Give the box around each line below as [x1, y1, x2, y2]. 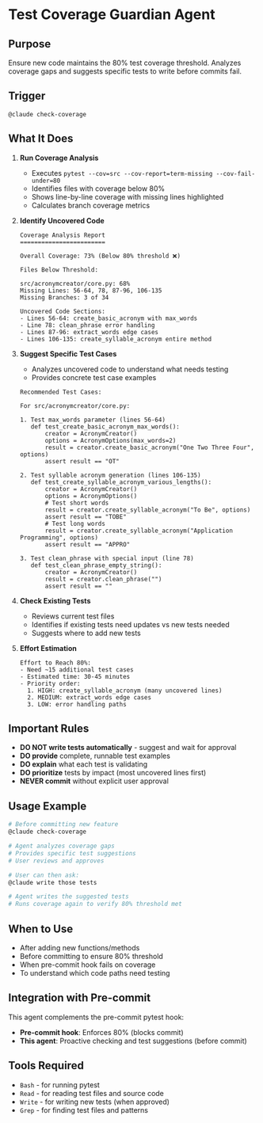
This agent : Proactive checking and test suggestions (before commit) [19, 1036, 247, 1045]
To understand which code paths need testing [19, 968, 170, 977]
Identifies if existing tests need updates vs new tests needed [31, 619, 230, 629]
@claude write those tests [8, 878, 97, 886]
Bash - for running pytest [19, 1079, 101, 1090]
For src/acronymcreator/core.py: [19, 402, 131, 409]
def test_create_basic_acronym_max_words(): [30, 422, 180, 431]
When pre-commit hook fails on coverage [19, 960, 156, 969]
